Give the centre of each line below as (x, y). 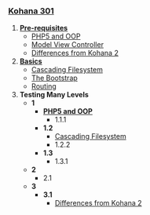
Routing (44, 86)
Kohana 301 (31, 11)
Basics (31, 61)
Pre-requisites (44, 28)
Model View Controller (68, 45)
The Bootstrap (55, 78)
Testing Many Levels (54, 95)
